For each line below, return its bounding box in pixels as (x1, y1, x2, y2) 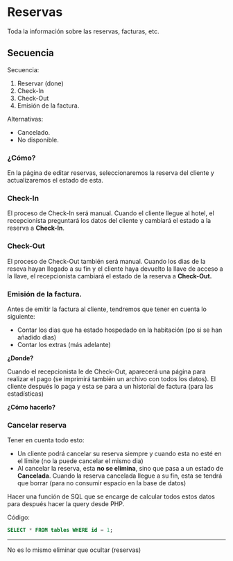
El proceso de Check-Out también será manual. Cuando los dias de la (7, 257, 206, 265)
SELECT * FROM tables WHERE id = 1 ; (7, 527, 113, 534)
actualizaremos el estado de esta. (7, 176, 104, 185)
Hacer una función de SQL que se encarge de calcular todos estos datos (7, 492, 215, 501)
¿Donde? (7, 353, 34, 362)
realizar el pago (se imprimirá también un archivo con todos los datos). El (7, 374, 216, 383)
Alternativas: (7, 115, 44, 123)
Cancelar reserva (7, 420, 67, 430)
